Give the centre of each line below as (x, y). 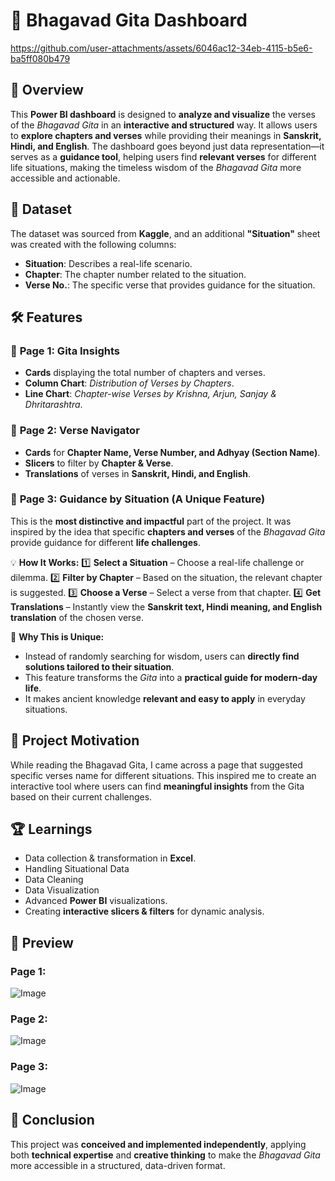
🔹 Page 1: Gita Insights (65, 351)
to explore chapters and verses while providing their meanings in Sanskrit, (166, 135)
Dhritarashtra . (53, 405)
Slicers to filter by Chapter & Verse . (99, 463)
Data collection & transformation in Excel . (110, 858)
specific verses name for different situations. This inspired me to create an (163, 775)
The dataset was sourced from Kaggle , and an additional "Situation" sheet (165, 233)
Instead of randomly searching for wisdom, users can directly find (162, 656)
